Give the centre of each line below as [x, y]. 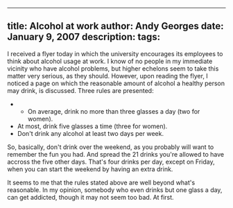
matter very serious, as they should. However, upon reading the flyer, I [107, 76]
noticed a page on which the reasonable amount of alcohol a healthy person [116, 83]
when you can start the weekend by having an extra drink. [90, 169]
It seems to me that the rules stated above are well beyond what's [101, 182]
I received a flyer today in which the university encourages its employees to [115, 53]
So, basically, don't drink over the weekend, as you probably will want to [111, 147]
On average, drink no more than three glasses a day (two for [114, 111]
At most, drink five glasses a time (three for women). [92, 126]
